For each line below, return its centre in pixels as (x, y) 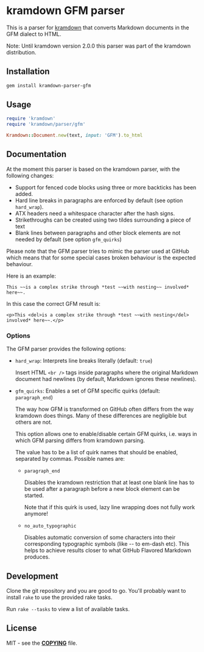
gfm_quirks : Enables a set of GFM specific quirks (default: (87, 391)
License (22, 628)
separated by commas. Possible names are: (70, 459)
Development (33, 576)
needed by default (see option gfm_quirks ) (68, 239)
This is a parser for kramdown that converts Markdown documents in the (98, 27)
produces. (37, 557)
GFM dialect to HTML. (34, 34)
